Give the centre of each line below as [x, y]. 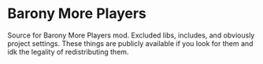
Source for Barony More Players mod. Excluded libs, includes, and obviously [131, 35]
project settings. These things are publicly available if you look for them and [130, 43]
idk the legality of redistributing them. [68, 52]
